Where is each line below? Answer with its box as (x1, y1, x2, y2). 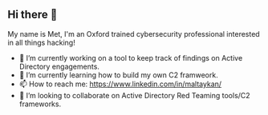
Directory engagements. (18, 61, 99, 71)
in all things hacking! (7, 38, 75, 47)
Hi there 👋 (7, 8, 58, 22)
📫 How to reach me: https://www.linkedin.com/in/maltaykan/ (18, 79, 222, 89)
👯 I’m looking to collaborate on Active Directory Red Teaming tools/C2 (18, 90, 250, 100)
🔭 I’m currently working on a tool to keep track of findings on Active (18, 53, 243, 62)
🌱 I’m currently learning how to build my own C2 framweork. (18, 69, 218, 80)
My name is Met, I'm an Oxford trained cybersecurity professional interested (7, 29, 260, 38)
